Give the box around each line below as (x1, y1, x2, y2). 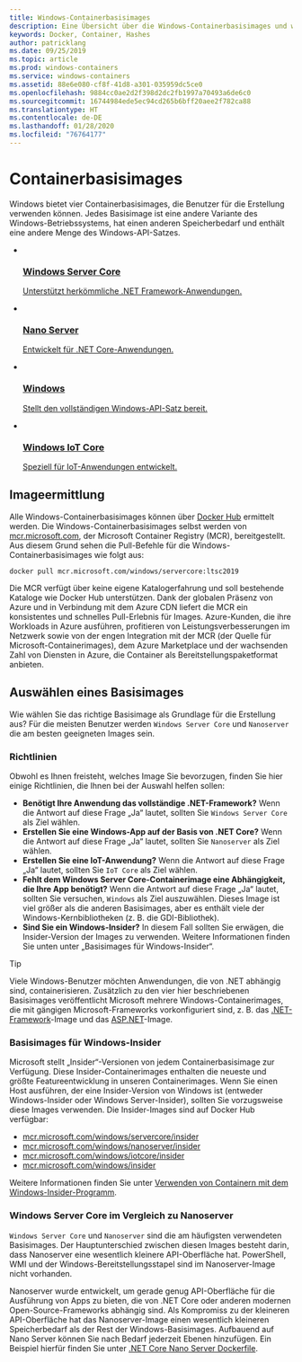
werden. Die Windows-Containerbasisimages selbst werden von (9, 520, 247, 531)
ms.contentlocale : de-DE (9, 113, 102, 122)
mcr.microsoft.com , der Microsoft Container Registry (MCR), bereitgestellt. (9, 530, 286, 541)
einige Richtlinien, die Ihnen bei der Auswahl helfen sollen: (9, 780, 226, 791)
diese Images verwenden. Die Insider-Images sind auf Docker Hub (9, 1104, 255, 1115)
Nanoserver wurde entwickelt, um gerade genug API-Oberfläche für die (9, 1286, 276, 1296)
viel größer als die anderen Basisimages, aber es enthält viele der (22, 902, 265, 913)
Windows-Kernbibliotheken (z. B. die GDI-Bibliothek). (22, 912, 220, 923)
